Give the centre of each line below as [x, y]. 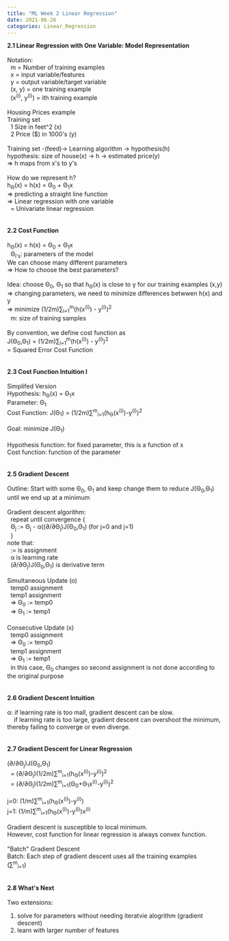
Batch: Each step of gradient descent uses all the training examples [102, 856]
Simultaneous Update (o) [42, 581]
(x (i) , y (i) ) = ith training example [54, 97]
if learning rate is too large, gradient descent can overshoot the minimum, [117, 720]
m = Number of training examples [57, 67]
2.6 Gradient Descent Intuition [51, 698]
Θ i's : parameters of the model [52, 254]
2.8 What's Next [31, 888]
